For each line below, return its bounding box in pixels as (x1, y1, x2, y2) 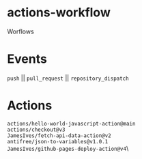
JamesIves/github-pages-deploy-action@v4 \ (7, 144, 129, 152)
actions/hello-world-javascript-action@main (7, 120, 136, 127)
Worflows (7, 27, 34, 35)
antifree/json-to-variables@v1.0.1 (7, 138, 109, 145)
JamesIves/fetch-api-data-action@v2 (7, 132, 111, 139)
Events (7, 51, 48, 67)
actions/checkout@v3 (7, 126, 66, 133)
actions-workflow (7, 5, 111, 20)
